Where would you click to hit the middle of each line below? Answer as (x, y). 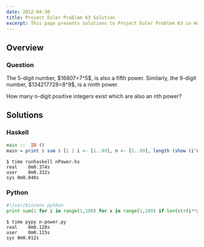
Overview (25, 48)
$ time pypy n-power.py (36, 222)
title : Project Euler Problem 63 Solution (61, 18)
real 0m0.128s (28, 227)
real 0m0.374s (28, 167)
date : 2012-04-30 (28, 12)
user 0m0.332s (28, 172)
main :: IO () (25, 145)
